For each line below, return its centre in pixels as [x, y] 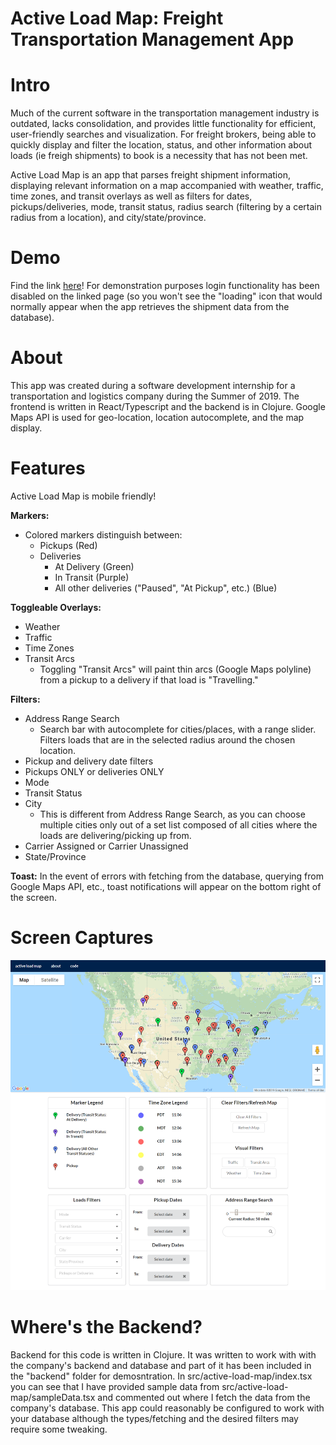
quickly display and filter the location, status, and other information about [161, 145]
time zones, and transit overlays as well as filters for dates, [131, 196]
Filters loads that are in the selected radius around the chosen [167, 739]
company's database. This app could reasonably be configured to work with [167, 1408]
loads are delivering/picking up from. [115, 835]
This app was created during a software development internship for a [153, 385]
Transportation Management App [152, 39]
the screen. [34, 897]
